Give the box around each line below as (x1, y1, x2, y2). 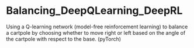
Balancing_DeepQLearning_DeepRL (6, 4, 183, 17)
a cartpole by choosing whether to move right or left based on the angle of (6, 29, 186, 36)
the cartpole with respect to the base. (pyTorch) (6, 35, 122, 42)
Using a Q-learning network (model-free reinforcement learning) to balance (6, 23, 188, 30)
